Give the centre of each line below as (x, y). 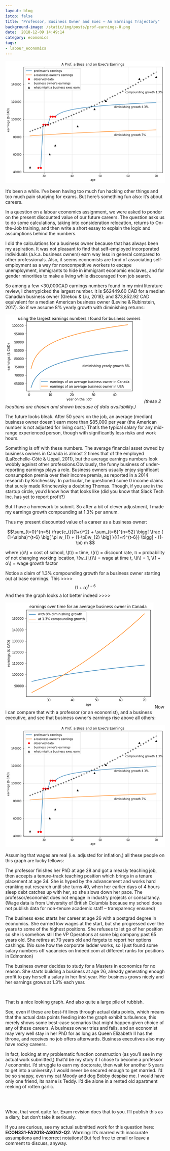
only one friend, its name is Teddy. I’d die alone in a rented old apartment (81, 1081)
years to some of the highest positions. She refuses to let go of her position (84, 929)
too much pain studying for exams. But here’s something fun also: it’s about (84, 197)
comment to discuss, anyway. (36, 1143)
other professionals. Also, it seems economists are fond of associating (79, 260)
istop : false (19, 16)
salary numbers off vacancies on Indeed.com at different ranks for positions (85, 951)
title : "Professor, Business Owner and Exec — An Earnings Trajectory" (82, 21)
